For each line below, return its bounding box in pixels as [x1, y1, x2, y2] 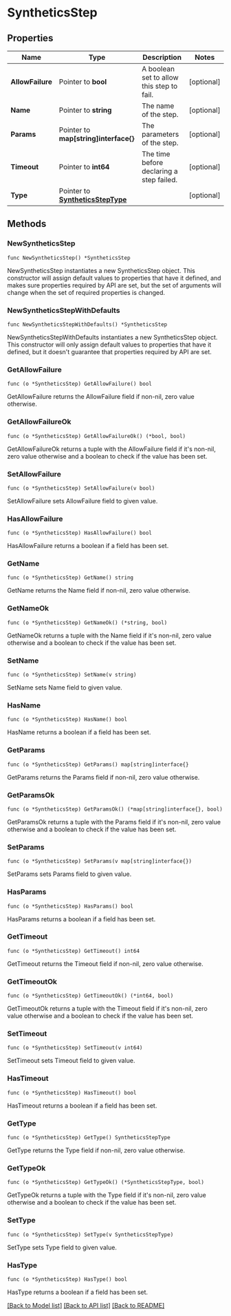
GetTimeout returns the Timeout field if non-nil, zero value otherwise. [7, 959, 204, 967]
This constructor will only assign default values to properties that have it [7, 340, 212, 349]
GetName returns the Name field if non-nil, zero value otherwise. [7, 586, 191, 595]
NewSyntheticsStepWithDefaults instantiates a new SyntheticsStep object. [7, 333, 218, 341]
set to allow [142, 73, 179, 82]
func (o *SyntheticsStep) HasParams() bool [7, 903, 134, 910]
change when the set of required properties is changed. [7, 288, 166, 296]
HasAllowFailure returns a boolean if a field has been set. [7, 542, 169, 550]
